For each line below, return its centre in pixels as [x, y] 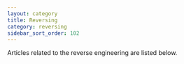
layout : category [33, 14]
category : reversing [37, 26]
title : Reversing [33, 20]
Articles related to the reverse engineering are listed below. [92, 53]
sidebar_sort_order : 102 [43, 33]
